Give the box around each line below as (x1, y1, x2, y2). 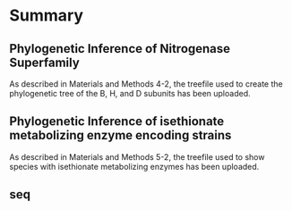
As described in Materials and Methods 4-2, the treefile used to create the (9, 79, 284, 89)
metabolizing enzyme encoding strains (9, 128, 232, 143)
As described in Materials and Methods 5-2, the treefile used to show (9, 151, 265, 162)
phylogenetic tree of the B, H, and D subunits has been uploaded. (9, 88, 251, 98)
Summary (9, 5, 83, 26)
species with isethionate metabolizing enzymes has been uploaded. (9, 161, 260, 172)
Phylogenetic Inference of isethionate (9, 113, 225, 130)
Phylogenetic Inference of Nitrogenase (9, 41, 231, 56)
